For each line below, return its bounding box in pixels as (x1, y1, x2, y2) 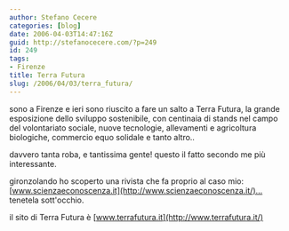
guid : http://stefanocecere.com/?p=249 (9, 37, 157, 47)
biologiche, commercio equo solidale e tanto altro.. (9, 131, 196, 142)
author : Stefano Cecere (9, 12, 98, 22)
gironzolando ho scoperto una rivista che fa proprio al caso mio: (9, 175, 245, 187)
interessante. (9, 158, 58, 169)
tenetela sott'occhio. (9, 195, 84, 205)
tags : (9, 54, 29, 63)
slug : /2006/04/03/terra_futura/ (9, 79, 133, 88)
